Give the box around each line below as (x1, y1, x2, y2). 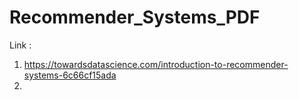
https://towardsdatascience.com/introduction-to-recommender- (23, 58, 289, 70)
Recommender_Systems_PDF (9, 6, 261, 29)
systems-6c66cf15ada (23, 69, 117, 81)
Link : (9, 39, 32, 51)
